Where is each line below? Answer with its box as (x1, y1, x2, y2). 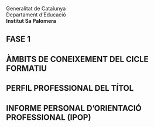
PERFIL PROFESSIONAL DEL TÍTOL (6, 83, 134, 93)
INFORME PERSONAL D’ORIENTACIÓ (6, 103, 142, 113)
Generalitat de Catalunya (6, 5, 66, 12)
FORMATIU (6, 63, 47, 73)
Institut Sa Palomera (6, 18, 57, 24)
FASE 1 (6, 35, 31, 44)
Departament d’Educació (6, 11, 66, 18)
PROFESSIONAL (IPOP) (6, 112, 91, 122)
